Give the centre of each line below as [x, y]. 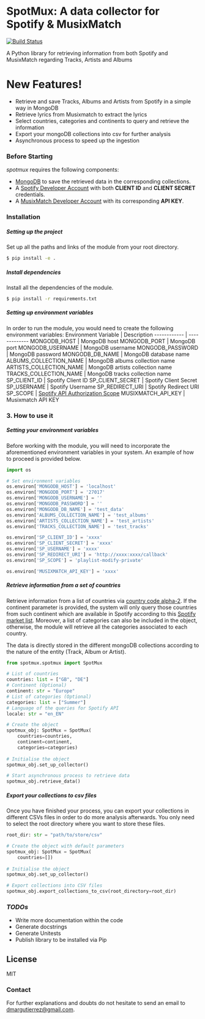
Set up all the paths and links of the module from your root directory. [93, 247]
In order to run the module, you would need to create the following [90, 328]
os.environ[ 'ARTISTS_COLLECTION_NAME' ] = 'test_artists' [80, 521]
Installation [24, 217]
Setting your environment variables [53, 430]
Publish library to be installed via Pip [61, 940]
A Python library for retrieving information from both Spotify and [87, 53]
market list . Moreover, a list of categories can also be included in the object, [102, 620]
